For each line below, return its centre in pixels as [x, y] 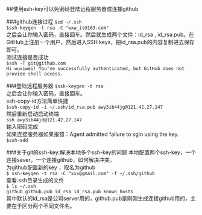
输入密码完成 [22, 127]
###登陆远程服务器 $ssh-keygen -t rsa [55, 86]
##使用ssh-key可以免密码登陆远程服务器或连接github [72, 9]
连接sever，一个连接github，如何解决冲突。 [61, 160]
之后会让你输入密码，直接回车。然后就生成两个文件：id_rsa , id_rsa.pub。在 [100, 34]
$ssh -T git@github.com [36, 63]
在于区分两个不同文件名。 [43, 206]
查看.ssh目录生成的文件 [35, 180]
